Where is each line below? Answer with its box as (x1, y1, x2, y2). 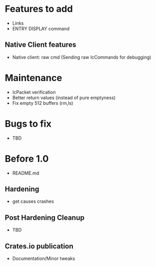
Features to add (5, 3, 73, 15)
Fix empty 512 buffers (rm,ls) (12, 100, 73, 106)
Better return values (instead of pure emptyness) (12, 94, 116, 101)
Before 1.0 (5, 153, 49, 164)
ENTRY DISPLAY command (12, 25, 70, 31)
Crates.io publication (5, 242, 74, 251)
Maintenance (5, 72, 63, 84)
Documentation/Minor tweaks (12, 255, 75, 261)
